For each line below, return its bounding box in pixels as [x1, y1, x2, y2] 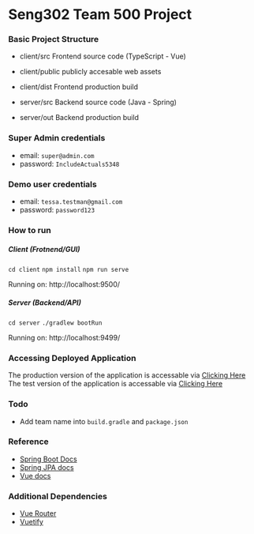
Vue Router [19, 509, 57, 518]
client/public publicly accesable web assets [19, 67, 162, 77]
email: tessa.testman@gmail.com [19, 197, 123, 206]
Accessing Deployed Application [8, 352, 136, 363]
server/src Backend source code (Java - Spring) [19, 97, 177, 107]
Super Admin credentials [8, 133, 106, 144]
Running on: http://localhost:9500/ [8, 279, 121, 289]
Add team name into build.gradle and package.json [19, 416, 189, 426]
